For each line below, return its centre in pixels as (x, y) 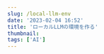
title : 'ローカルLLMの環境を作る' (53, 27)
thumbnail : (23, 33)
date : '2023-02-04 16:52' (45, 20)
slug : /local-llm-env (39, 14)
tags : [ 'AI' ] (27, 40)
